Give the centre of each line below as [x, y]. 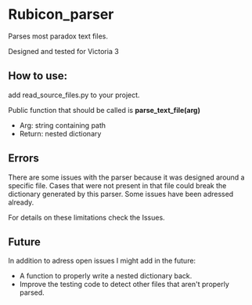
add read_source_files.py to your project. [74, 95]
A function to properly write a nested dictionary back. [106, 276]
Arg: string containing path [63, 125]
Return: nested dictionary [60, 133]
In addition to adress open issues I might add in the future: [102, 261]
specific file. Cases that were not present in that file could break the [117, 185]
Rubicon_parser [61, 15]
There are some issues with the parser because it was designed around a [126, 177]
